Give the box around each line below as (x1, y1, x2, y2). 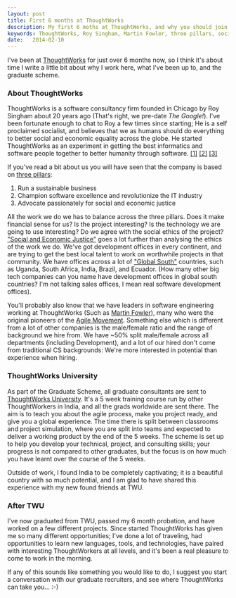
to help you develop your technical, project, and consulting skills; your (7, 440, 210, 448)
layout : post (7, 10, 46, 18)
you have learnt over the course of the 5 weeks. (7, 454, 146, 463)
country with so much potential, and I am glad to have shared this (7, 475, 197, 484)
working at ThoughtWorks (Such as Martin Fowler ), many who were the (7, 309, 214, 317)
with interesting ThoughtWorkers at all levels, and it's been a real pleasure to (7, 547, 229, 555)
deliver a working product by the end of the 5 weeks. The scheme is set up (7, 432, 225, 440)
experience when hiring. (7, 354, 78, 362)
